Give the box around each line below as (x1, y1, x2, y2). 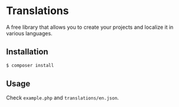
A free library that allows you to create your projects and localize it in (6, 24, 174, 31)
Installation (6, 47, 48, 57)
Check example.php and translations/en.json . (6, 94, 119, 101)
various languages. (6, 29, 53, 36)
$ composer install (6, 62, 54, 68)
